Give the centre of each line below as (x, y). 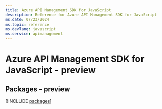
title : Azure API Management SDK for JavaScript (58, 10)
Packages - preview (38, 89)
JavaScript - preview (51, 70)
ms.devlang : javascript (31, 29)
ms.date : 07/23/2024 (27, 19)
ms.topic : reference (27, 24)
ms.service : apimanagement (34, 34)
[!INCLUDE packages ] (28, 101)
